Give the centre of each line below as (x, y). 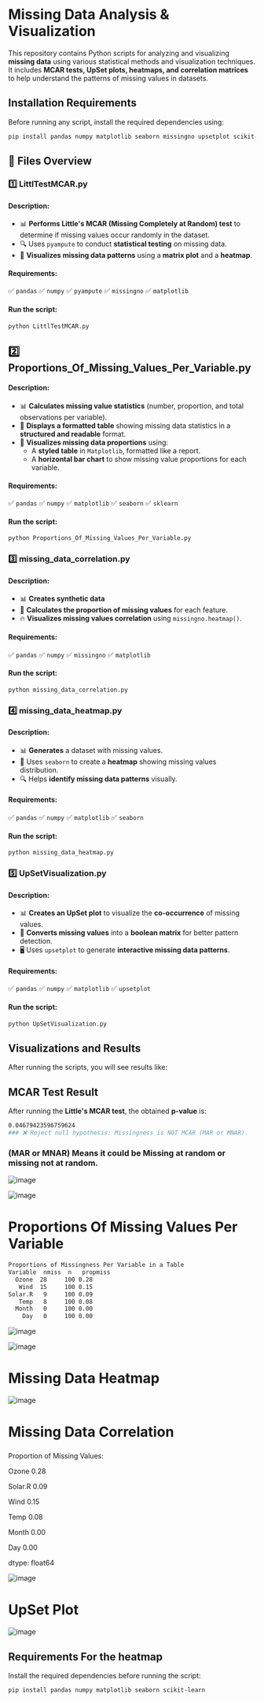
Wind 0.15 (24, 1502)
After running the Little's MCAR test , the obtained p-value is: (107, 1111)
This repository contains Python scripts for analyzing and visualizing (119, 53)
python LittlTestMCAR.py (49, 326)
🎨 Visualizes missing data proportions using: (94, 442)
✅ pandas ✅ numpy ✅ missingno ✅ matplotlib (79, 654)
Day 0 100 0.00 (57, 1317)
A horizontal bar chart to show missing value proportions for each (139, 460)
